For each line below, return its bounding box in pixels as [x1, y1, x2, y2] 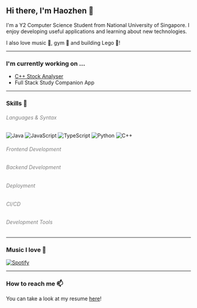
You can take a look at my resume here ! [6, 295, 101, 302]
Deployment [6, 182, 36, 189]
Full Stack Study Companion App [14, 79, 95, 86]
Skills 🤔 [6, 100, 28, 108]
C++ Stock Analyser [14, 73, 63, 80]
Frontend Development [6, 145, 62, 153]
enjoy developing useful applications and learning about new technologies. [6, 28, 188, 35]
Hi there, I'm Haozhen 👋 [6, 6, 94, 16]
